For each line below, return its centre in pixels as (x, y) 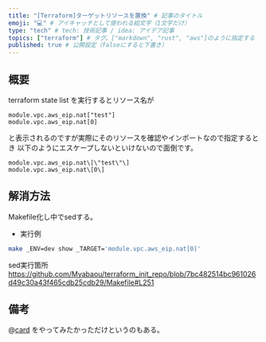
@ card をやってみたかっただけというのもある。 (86, 330)
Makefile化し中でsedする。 (53, 216)
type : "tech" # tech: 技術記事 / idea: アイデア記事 (92, 30)
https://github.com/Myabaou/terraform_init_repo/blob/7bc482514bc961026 (132, 274)
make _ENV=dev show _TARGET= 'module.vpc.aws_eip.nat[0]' (105, 249)
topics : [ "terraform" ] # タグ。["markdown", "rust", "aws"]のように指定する (131, 38)
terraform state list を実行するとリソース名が (81, 99)
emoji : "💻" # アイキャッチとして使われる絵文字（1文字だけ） (100, 23)
